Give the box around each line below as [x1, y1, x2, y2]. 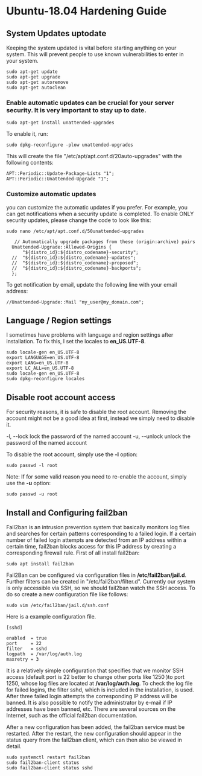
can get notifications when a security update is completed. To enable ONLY [6, 210, 194, 217]
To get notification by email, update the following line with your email [6, 281, 177, 288]
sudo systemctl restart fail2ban [6, 754, 90, 761]
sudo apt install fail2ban [6, 561, 74, 567]
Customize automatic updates [6, 190, 96, 199]
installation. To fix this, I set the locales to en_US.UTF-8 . [6, 338, 146, 345]
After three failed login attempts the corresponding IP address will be [6, 693, 178, 700]
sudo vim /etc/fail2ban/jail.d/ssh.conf [6, 602, 110, 609]
